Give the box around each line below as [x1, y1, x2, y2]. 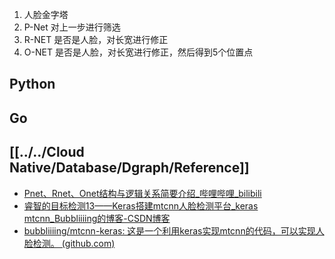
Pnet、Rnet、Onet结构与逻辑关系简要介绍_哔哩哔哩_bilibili [23, 187, 262, 199]
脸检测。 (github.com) [23, 237, 116, 249]
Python [9, 76, 56, 93]
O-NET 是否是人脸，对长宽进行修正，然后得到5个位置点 [23, 46, 254, 58]
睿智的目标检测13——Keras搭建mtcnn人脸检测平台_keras [23, 199, 259, 212]
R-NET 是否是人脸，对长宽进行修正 [23, 34, 169, 45]
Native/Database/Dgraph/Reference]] [9, 159, 250, 177]
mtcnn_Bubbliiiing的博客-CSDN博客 [23, 212, 171, 224]
